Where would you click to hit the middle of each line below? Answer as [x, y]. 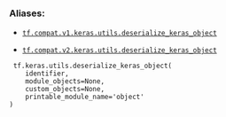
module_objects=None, [65, 82]
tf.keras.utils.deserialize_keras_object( [93, 66]
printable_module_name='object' [85, 97]
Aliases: [27, 13]
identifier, [47, 74]
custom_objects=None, [65, 90]
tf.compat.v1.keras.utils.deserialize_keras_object [119, 34]
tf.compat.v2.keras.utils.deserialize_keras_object [119, 51]
